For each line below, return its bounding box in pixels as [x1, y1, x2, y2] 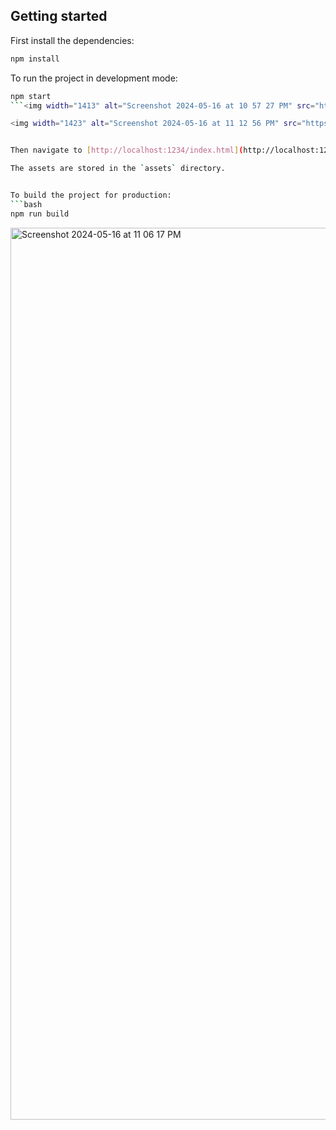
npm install [10, 54, 60, 64]
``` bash [10, 199, 43, 209]
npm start [10, 91, 52, 101]
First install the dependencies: [10, 34, 135, 46]
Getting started [10, 8, 108, 25]
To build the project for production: [10, 190, 172, 201]
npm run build [10, 209, 70, 219]
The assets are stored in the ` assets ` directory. [10, 164, 226, 174]
